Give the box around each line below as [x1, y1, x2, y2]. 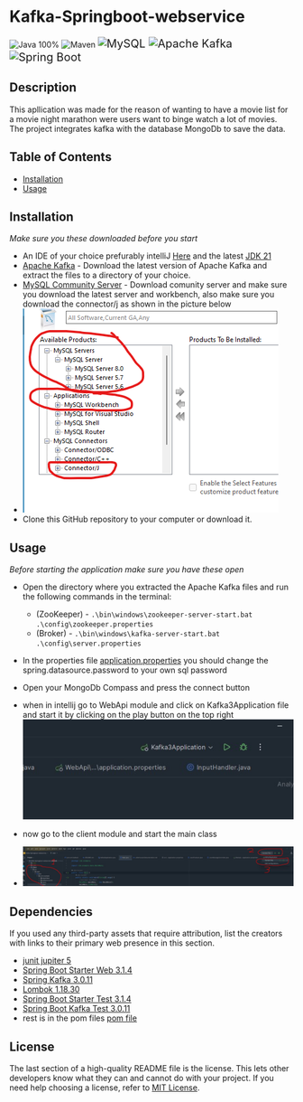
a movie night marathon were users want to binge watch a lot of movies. [9, 113, 278, 124]
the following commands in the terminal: [22, 591, 172, 602]
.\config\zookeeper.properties [35, 620, 154, 629]
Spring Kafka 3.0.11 [22, 975, 93, 985]
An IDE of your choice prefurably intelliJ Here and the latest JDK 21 [22, 250, 272, 261]
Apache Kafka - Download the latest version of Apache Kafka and [22, 260, 268, 271]
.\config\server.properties [35, 639, 142, 648]
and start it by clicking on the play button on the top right [22, 710, 234, 721]
